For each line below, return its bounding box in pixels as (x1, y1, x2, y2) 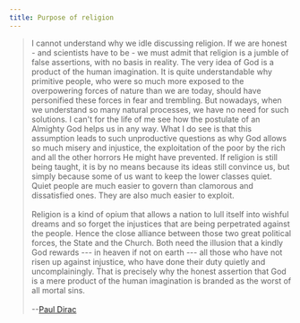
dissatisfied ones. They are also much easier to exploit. (30, 190, 235, 200)
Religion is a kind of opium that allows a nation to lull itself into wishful (30, 208, 289, 219)
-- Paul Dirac (30, 303, 77, 314)
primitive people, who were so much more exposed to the (30, 75, 244, 86)
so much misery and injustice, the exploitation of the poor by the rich (30, 142, 286, 153)
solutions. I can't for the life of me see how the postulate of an (30, 114, 261, 124)
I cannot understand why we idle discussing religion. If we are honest (30, 38, 287, 48)
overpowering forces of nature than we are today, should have (30, 85, 261, 96)
